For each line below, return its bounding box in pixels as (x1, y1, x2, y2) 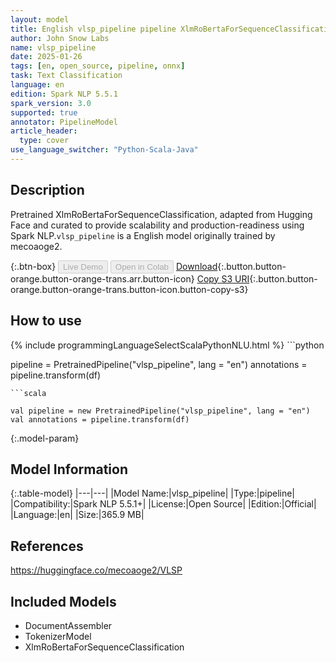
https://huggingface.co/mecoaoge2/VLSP (10, 564, 183, 576)
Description (10, 182, 85, 199)
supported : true (10, 107, 78, 118)
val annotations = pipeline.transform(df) (10, 414, 190, 425)
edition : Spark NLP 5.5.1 (10, 89, 118, 99)
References (10, 537, 84, 555)
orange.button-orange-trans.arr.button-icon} (10, 272, 195, 285)
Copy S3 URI (196, 272, 250, 285)
